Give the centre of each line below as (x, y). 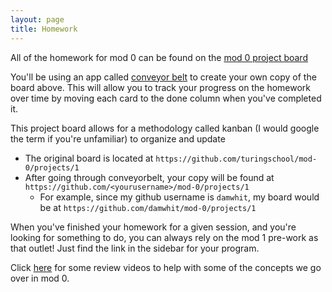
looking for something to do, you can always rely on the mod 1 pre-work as (164, 237)
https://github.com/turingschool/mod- (236, 159)
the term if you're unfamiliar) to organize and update (118, 138)
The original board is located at (89, 158)
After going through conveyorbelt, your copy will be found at (149, 177)
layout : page (37, 19)
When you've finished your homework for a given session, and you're (153, 227)
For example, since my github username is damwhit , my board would (179, 197)
